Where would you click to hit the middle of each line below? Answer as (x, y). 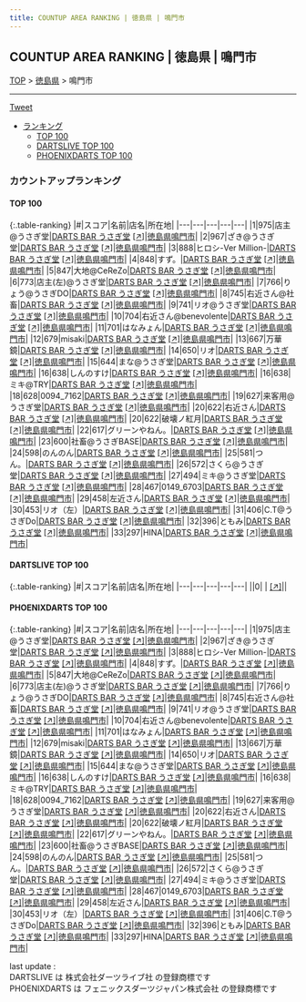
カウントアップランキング (65, 181)
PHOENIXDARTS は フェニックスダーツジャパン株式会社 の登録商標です (143, 988)
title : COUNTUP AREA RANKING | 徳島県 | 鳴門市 (97, 18)
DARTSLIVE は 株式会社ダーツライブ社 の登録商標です (110, 976)
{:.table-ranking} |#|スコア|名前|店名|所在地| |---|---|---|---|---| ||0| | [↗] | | (148, 586)
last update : (33, 966)
